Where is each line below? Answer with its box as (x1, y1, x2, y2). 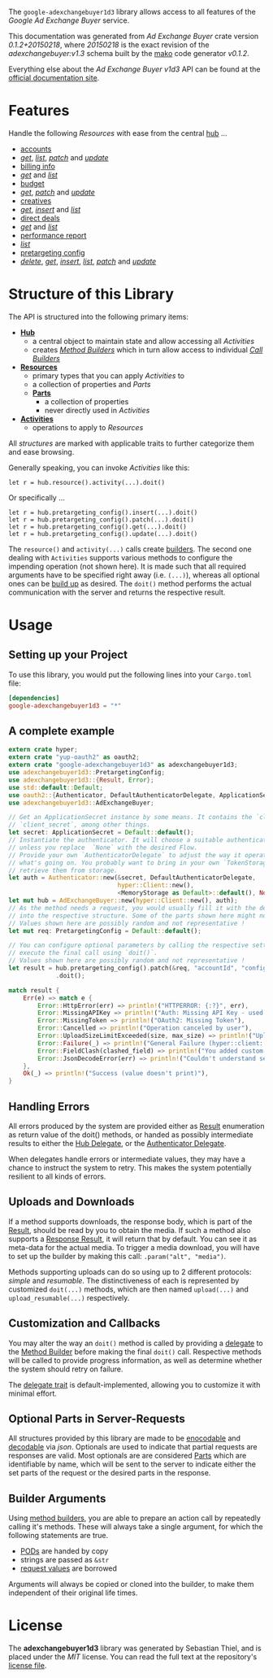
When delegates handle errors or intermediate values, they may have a (8, 1154, 246, 1164)
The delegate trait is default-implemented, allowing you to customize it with (8, 1379, 261, 1389)
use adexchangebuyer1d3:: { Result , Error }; (8, 776, 154, 784)
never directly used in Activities (44, 405, 150, 415)
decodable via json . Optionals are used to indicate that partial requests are (8, 1442, 258, 1452)
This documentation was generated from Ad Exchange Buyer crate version (8, 32, 259, 41)
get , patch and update (19, 187, 96, 197)
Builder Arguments (8, 1492, 106, 1506)
